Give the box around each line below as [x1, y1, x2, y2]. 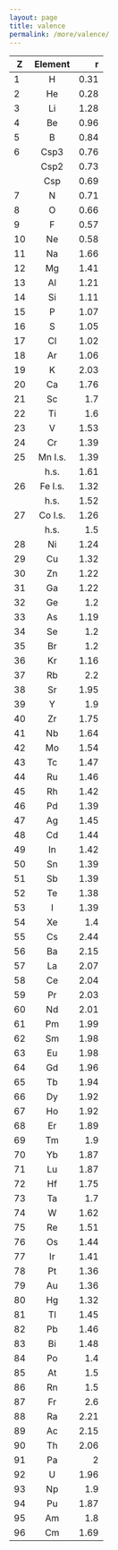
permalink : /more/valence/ [9, 30, 110, 38]
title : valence [9, 21, 66, 30]
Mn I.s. [38, 451, 67, 463]
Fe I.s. [39, 480, 65, 493]
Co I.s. [38, 509, 65, 521]
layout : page [9, 13, 58, 22]
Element [34, 58, 71, 71]
